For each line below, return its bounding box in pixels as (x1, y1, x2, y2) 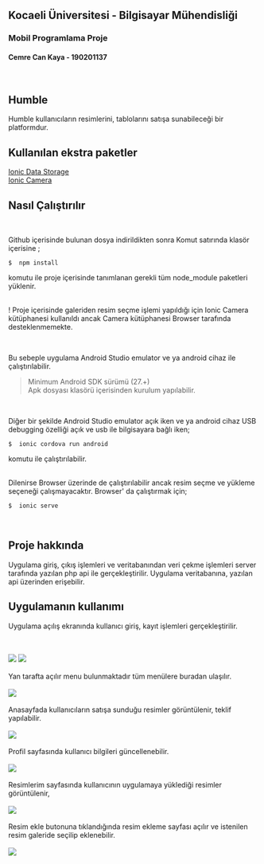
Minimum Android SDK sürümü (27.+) (27, 377, 150, 386)
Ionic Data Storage (8, 167, 69, 177)
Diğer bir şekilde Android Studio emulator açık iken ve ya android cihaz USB (8, 416, 257, 425)
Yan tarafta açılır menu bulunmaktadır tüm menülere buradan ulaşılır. (8, 671, 232, 681)
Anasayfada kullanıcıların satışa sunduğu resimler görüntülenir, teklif (8, 705, 232, 714)
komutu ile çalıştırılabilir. (8, 454, 87, 463)
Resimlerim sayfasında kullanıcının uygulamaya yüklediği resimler (8, 780, 223, 789)
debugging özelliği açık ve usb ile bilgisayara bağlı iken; (8, 424, 190, 434)
